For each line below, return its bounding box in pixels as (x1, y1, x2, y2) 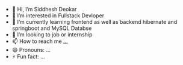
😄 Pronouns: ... (11, 47, 51, 53)
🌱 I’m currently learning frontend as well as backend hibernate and (11, 18, 178, 25)
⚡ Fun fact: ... (11, 53, 45, 60)
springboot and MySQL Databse (11, 24, 92, 32)
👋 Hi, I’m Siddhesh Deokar (11, 6, 77, 13)
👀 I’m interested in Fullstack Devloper (11, 12, 104, 19)
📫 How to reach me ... (11, 38, 68, 45)
